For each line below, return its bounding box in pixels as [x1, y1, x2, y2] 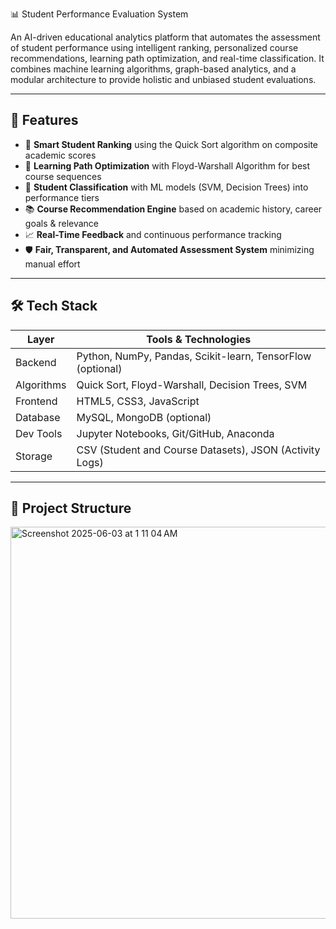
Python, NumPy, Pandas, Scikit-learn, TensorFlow [76, 349, 312, 363]
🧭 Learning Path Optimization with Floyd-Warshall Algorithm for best [24, 159, 311, 172]
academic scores [24, 149, 97, 161]
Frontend [15, 394, 58, 408]
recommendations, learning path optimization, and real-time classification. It [10, 53, 325, 64]
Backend [15, 355, 57, 369]
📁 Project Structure [10, 500, 132, 517]
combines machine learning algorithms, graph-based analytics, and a [10, 63, 297, 75]
